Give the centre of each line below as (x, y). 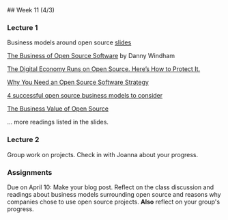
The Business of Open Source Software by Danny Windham (91, 56)
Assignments (30, 172)
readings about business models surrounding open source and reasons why (114, 194)
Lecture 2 (23, 140)
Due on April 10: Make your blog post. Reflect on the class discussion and (111, 187)
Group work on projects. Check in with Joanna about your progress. (103, 154)
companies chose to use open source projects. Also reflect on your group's (114, 202)
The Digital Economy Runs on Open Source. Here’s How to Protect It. (104, 69)
